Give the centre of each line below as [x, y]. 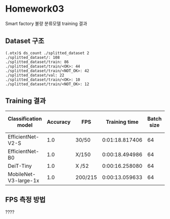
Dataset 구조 [25, 41]
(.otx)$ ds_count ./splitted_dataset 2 [47, 53]
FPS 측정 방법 [25, 199]
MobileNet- [22, 174]
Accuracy [59, 122]
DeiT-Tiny [20, 166]
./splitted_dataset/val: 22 [35, 75]
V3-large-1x [24, 180]
